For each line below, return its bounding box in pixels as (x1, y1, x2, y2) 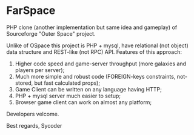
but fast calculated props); (34, 79, 101, 87)
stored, (15, 79, 33, 87)
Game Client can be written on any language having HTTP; (15, 85, 162, 93)
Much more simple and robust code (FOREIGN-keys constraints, (15, 73, 176, 80)
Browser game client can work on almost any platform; (15, 98, 152, 106)
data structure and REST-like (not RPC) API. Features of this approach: (6, 48, 182, 55)
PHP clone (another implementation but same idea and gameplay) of (6, 24, 178, 31)
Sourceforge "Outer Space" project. (6, 30, 96, 37)
